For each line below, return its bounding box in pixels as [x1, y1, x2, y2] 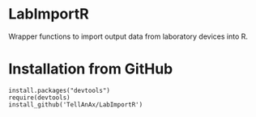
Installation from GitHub [8, 60, 173, 78]
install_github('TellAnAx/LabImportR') [8, 100, 143, 109]
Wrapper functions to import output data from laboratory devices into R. [8, 31, 249, 41]
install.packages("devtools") [8, 86, 111, 94]
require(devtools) [8, 94, 70, 102]
